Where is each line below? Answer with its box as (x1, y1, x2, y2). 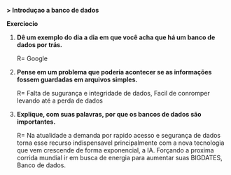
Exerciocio (6, 20, 38, 27)
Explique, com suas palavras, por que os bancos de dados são (16, 110, 202, 118)
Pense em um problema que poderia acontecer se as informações (16, 68, 212, 76)
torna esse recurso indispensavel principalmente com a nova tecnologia (16, 138, 225, 147)
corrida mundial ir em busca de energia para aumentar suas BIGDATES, (16, 154, 223, 162)
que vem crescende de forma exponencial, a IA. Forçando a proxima (16, 146, 214, 154)
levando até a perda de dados (16, 96, 103, 105)
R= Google (16, 54, 48, 63)
